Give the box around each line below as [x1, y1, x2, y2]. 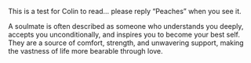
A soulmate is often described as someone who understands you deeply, [8, 22, 244, 30]
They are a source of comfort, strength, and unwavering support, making [8, 38, 245, 47]
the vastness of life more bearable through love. [8, 47, 163, 55]
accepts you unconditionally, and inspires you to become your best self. [8, 30, 241, 39]
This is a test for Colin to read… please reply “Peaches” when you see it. [8, 7, 242, 16]
